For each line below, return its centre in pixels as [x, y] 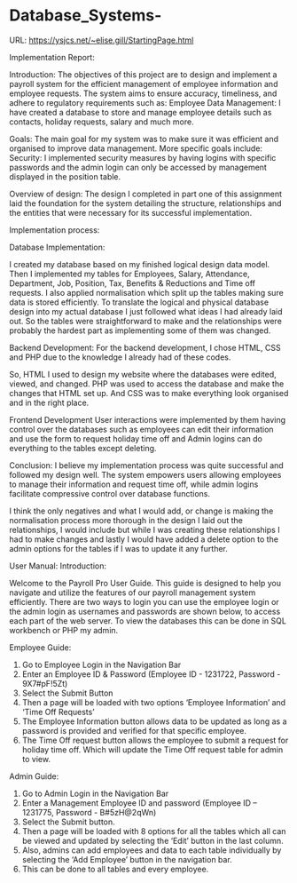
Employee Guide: [40, 647]
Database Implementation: [57, 247]
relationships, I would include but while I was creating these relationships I [145, 529]
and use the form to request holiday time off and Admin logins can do [136, 438]
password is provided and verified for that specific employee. [134, 730]
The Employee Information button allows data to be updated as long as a [154, 721]
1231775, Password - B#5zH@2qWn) [89, 812]
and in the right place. [49, 402]
